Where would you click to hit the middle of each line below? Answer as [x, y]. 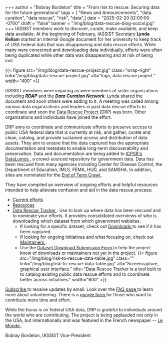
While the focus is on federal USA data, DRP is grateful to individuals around [84, 310]
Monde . [14, 326]
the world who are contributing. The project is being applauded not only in [82, 315]
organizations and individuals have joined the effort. [58, 117]
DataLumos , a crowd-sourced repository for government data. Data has [79, 159]
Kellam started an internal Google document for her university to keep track [83, 39]
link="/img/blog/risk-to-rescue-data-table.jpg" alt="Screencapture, [89, 264]
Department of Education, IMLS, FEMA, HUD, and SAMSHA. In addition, [79, 169]
